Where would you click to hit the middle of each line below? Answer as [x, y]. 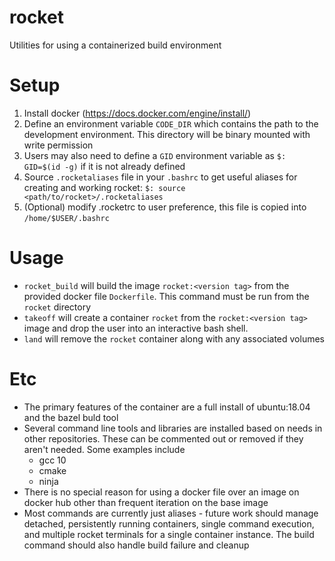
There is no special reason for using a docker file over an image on [161, 492]
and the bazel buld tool [71, 417]
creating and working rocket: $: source [104, 187]
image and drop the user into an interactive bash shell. [136, 328]
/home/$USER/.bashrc [66, 218]
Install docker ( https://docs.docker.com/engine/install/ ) [137, 113]
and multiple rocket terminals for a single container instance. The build [169, 534]
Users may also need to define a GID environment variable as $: [155, 155]
